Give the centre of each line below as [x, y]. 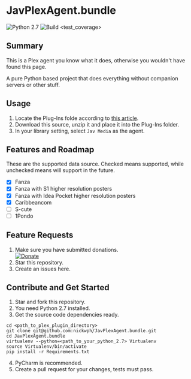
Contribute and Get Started [58, 288]
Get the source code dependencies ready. [67, 315]
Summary [25, 46]
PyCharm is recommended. [48, 363]
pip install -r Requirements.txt [48, 352]
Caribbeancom [33, 202]
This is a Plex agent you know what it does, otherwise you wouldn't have [96, 60]
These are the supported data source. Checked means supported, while [95, 164]
